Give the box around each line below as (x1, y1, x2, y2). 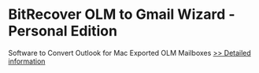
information (8, 57, 46, 66)
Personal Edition (8, 22, 118, 40)
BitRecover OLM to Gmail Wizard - (8, 5, 235, 24)
